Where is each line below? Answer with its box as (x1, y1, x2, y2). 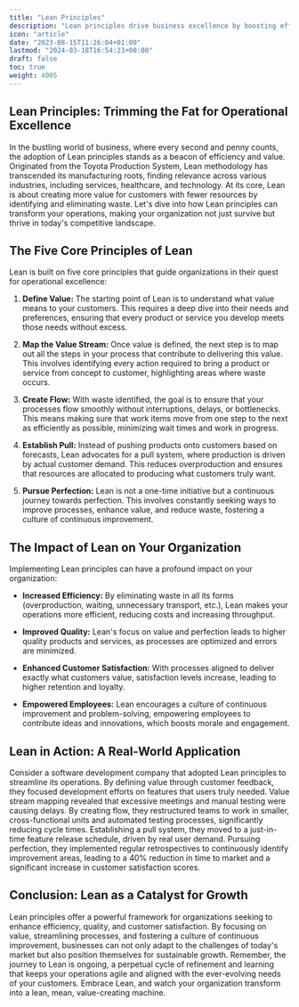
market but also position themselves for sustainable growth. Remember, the (9, 949, 287, 960)
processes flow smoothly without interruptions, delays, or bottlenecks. (21, 404, 281, 414)
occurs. (21, 377, 51, 388)
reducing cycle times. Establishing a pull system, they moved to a (9, 824, 249, 834)
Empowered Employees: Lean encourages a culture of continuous (21, 699, 267, 709)
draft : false (9, 54, 58, 63)
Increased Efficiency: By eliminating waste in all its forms (21, 590, 234, 602)
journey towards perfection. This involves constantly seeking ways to (21, 495, 277, 506)
